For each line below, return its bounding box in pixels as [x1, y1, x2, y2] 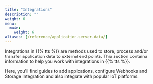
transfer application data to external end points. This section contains [5, 53, 148, 59]
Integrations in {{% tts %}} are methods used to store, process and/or [5, 48, 148, 54]
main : [9, 26, 21, 30]
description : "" [5, 12, 39, 17]
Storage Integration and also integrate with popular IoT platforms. [5, 73, 139, 79]
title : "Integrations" [5, 7, 52, 12]
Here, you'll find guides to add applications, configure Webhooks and [5, 68, 147, 74]
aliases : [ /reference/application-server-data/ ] [5, 35, 108, 40]
